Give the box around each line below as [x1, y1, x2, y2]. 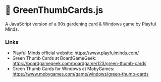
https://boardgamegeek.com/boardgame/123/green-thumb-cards [12, 61, 147, 67]
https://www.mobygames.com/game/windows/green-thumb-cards [12, 71, 149, 77]
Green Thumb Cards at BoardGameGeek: [12, 55, 97, 61]
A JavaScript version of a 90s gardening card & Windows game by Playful [5, 21, 156, 27]
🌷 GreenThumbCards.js [5, 4, 103, 16]
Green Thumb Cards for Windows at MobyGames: [12, 66, 115, 72]
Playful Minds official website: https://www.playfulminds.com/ [12, 50, 139, 56]
